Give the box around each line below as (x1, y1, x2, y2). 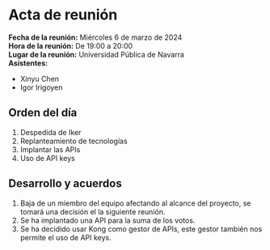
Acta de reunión (8, 6, 118, 24)
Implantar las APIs (19, 144, 81, 155)
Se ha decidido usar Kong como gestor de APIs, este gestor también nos (19, 224, 263, 234)
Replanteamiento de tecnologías (19, 136, 128, 146)
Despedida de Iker (19, 127, 82, 137)
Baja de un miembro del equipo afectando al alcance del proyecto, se (19, 198, 251, 208)
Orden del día (8, 106, 78, 120)
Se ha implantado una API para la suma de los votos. (19, 215, 196, 225)
